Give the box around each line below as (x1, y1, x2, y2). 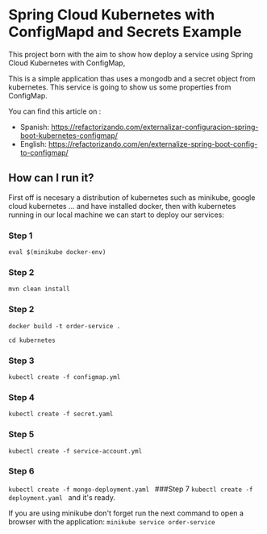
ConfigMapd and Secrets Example (8, 23, 242, 41)
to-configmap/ (19, 148, 69, 157)
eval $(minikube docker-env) (8, 248, 106, 257)
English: (19, 139, 47, 148)
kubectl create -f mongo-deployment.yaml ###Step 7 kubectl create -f (8, 484, 253, 494)
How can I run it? (8, 171, 94, 185)
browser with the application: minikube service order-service (8, 516, 215, 526)
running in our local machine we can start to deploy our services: (8, 210, 224, 219)
